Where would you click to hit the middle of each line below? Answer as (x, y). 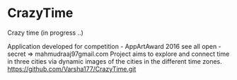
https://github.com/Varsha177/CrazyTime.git (72, 69)
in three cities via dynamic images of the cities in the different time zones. (115, 61)
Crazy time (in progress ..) (45, 33)
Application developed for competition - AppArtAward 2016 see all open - (114, 46)
